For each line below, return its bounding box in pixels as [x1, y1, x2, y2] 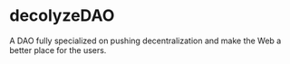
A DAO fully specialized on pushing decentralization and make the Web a [9, 35, 282, 46]
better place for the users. [9, 44, 107, 55]
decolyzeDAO [9, 5, 115, 26]
